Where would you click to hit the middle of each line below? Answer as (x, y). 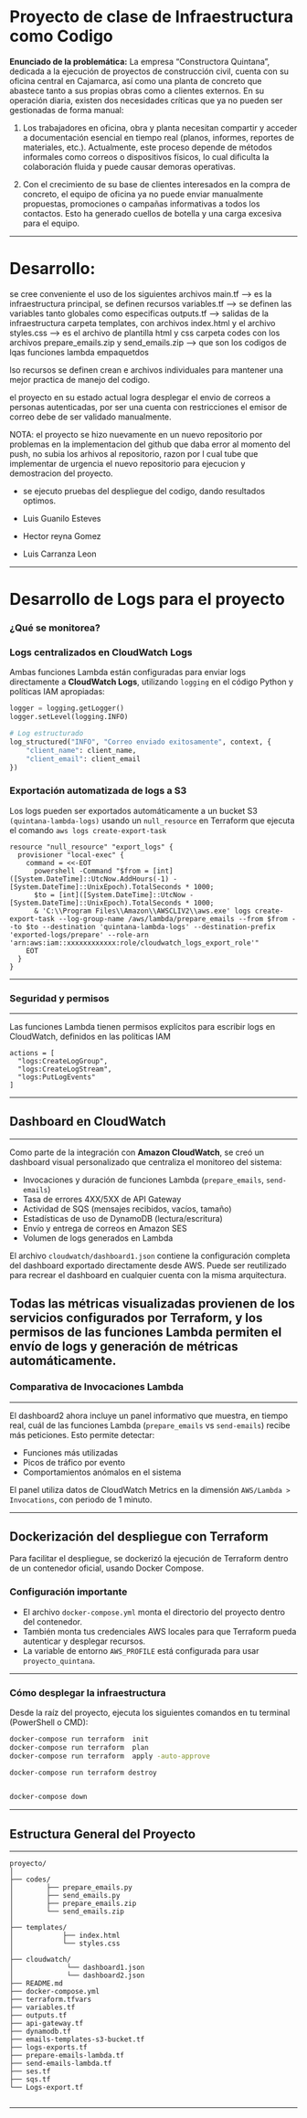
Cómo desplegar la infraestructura (88, 1692)
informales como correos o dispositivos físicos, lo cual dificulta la (146, 156)
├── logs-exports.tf (49, 2048)
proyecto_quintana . (59, 1660)
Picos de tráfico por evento (74, 1462)
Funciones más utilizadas (70, 1452)
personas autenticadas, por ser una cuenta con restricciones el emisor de (148, 407)
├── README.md (37, 1984)
